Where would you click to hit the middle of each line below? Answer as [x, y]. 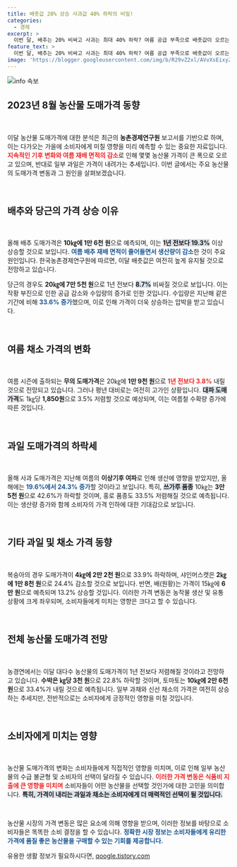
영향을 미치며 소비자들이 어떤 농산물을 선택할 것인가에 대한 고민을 [116, 786]
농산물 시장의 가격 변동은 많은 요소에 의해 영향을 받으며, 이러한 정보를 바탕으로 [115, 823]
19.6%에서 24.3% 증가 [58, 487]
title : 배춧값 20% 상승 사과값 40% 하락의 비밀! [71, 14]
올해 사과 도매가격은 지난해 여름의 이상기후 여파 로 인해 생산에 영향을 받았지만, [114, 478]
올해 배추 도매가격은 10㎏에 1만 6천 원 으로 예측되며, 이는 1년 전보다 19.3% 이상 [115, 243]
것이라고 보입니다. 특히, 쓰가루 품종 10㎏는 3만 [161, 487]
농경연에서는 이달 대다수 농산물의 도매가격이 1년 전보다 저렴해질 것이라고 [107, 671]
